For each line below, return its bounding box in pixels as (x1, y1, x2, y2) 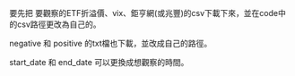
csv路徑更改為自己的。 (16, 19, 101, 30)
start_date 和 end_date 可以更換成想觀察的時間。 (9, 57, 189, 67)
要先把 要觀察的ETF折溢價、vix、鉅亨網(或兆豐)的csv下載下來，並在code (9, 8, 279, 18)
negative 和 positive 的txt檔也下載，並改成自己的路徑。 (9, 38, 213, 48)
